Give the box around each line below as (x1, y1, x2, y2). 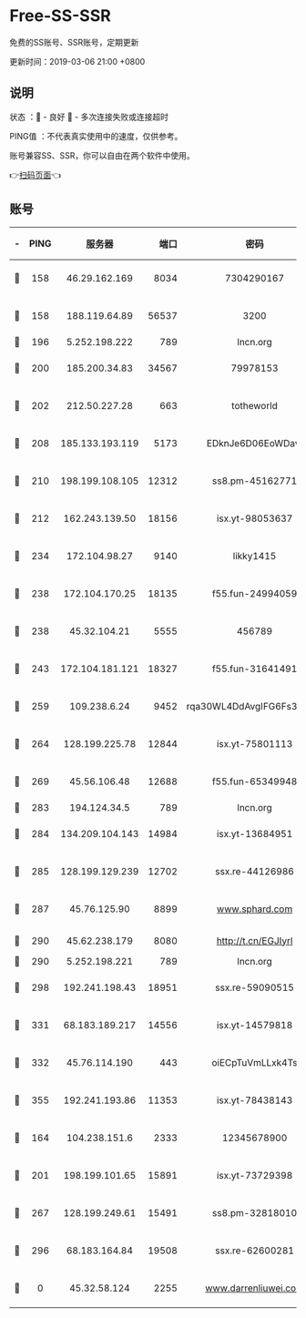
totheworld (231, 399, 278, 412)
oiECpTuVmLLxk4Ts (211, 1056, 298, 1068)
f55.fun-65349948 (211, 775, 298, 788)
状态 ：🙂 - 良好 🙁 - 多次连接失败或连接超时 (9, 111, 168, 122)
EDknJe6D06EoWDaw (206, 436, 303, 449)
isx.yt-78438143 (216, 1094, 293, 1107)
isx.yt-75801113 (216, 737, 293, 750)
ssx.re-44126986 (215, 864, 294, 877)
